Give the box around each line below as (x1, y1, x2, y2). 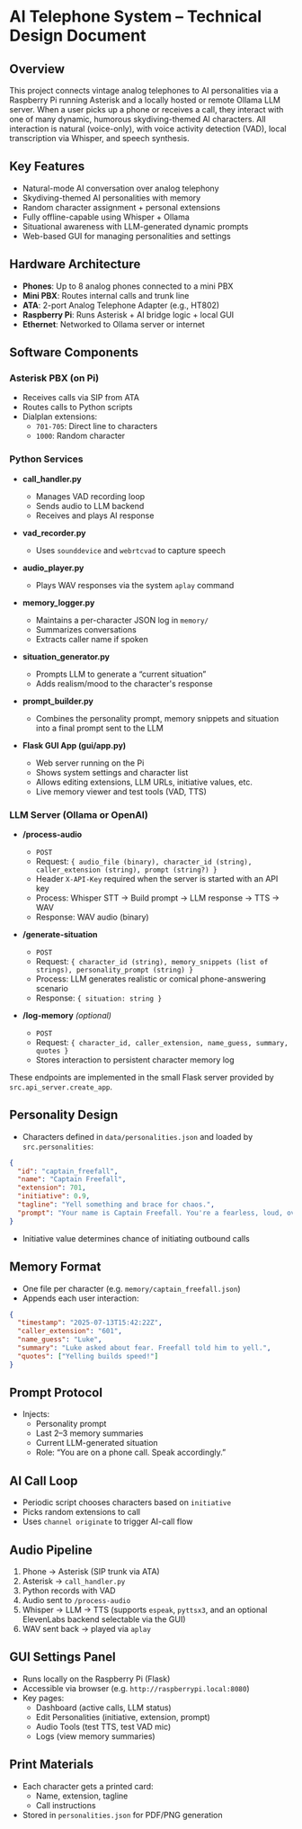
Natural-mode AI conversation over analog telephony (22, 183, 219, 193)
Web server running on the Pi (35, 758, 145, 768)
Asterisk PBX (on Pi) (9, 372, 100, 384)
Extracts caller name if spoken (35, 633, 148, 644)
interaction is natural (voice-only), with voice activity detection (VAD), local (9, 123, 287, 134)
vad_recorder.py (22, 527, 86, 538)
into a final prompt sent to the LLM (35, 722, 164, 733)
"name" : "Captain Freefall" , (17, 1175, 127, 1184)
